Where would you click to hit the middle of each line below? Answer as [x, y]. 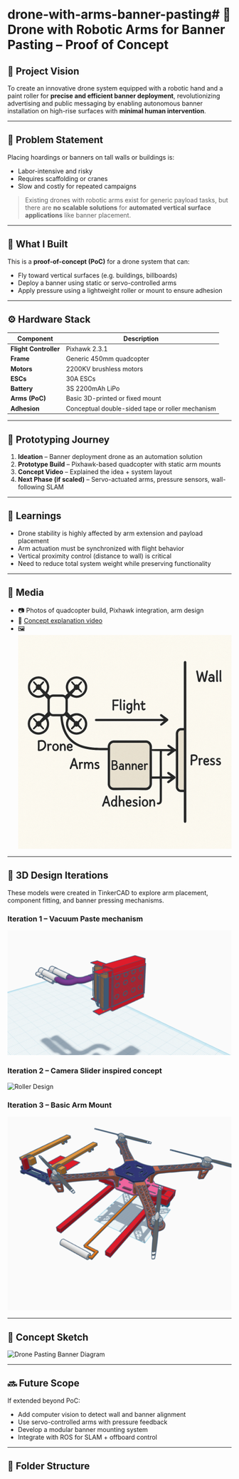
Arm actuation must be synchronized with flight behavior [101, 548]
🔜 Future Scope [43, 1383]
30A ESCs [81, 378]
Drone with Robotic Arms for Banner [116, 30]
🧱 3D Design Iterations [58, 876]
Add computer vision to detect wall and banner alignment [102, 1414]
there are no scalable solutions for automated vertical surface [118, 207]
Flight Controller [35, 349]
